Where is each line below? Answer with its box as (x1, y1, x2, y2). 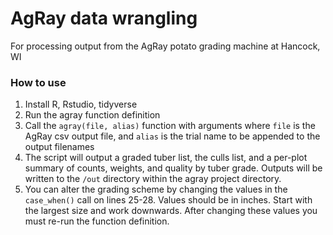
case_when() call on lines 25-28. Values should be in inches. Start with (24, 194, 313, 206)
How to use (10, 75, 67, 89)
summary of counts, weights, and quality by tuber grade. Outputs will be (24, 162, 323, 174)
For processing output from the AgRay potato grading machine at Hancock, (10, 40, 321, 52)
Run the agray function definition (24, 109, 161, 121)
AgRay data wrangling (10, 7, 198, 30)
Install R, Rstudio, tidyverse (24, 98, 138, 111)
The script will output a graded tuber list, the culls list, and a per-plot (24, 152, 308, 164)
